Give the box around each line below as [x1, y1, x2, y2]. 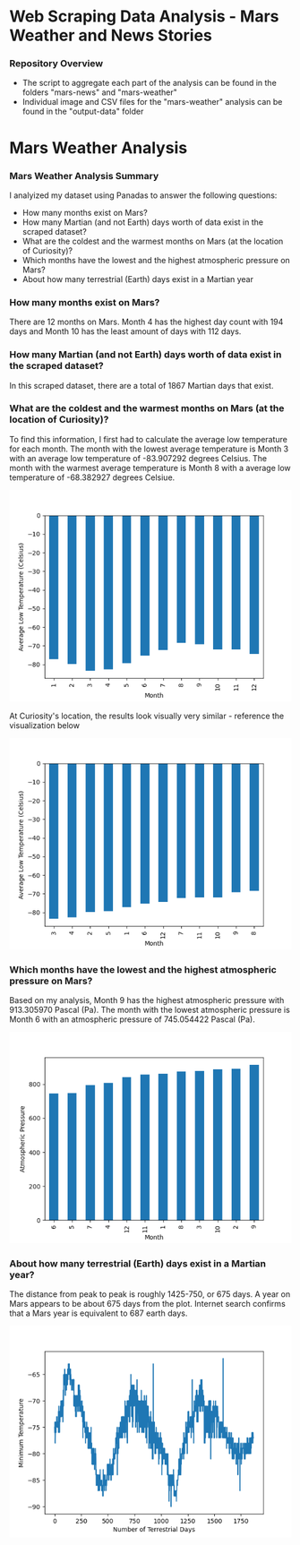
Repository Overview [9, 57, 104, 70]
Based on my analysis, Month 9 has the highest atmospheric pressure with [9, 995, 285, 1006]
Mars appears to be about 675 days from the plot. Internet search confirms [9, 1299, 287, 1309]
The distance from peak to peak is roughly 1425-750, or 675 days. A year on [9, 1289, 291, 1300]
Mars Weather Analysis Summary [9, 169, 159, 182]
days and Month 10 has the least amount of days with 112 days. [9, 326, 242, 337]
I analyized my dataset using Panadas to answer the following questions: [9, 190, 278, 201]
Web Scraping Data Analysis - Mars [9, 6, 279, 27]
